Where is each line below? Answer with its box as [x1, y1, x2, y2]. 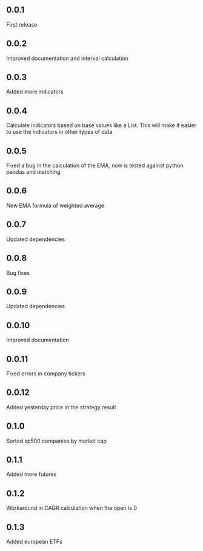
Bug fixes [6, 269, 30, 276]
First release [6, 21, 38, 28]
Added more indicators [6, 88, 64, 96]
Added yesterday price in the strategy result [6, 403, 116, 411]
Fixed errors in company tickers [6, 369, 86, 377]
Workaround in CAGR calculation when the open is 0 [6, 504, 138, 512]
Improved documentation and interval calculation [6, 54, 128, 62]
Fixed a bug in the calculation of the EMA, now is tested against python [6, 162, 184, 169]
